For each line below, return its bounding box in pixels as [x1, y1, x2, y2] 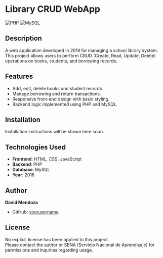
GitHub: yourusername [12, 209, 59, 215]
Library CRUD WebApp [5, 3, 100, 15]
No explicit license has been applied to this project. [5, 236, 109, 242]
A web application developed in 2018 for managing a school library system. [5, 47, 158, 53]
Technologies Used [5, 143, 66, 152]
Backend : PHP [12, 161, 42, 167]
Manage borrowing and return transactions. [12, 91, 101, 97]
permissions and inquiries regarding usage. [5, 247, 93, 253]
